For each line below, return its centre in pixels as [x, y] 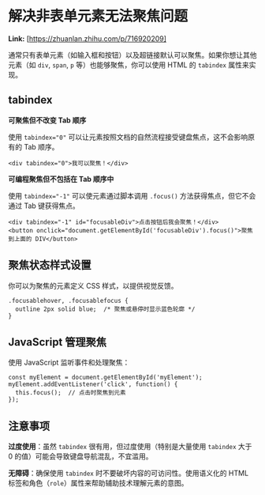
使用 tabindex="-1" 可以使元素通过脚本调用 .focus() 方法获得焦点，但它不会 [132, 195]
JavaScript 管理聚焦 [58, 342]
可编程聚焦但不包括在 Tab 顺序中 [61, 179]
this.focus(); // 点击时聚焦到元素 [71, 393]
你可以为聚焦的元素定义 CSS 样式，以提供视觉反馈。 [93, 285]
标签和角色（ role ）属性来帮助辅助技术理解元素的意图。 [98, 483]
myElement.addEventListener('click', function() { [93, 384]
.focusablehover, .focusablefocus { [68, 300]
